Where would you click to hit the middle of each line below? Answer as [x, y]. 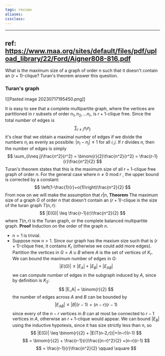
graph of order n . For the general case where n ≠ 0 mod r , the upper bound [82, 174]
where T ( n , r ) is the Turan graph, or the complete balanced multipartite [76, 221]
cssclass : [15, 19]
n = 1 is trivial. [26, 235]
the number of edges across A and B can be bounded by [70, 297]
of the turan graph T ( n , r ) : [31, 205]
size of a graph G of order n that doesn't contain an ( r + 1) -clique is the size [81, 200]
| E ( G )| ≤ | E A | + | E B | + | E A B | [86, 267]
